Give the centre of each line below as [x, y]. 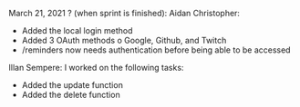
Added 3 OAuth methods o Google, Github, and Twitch [124, 40]
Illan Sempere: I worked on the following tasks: [96, 68]
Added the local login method [77, 30]
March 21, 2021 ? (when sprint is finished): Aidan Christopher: [124, 13]
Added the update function [72, 85]
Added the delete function [71, 95]
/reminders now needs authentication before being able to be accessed [156, 50]
